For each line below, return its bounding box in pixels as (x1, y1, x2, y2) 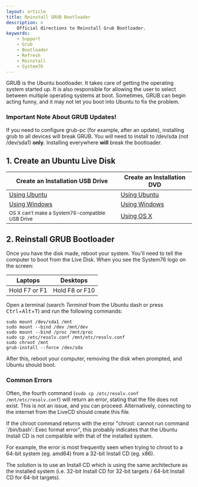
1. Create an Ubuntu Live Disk (6, 156, 116, 166)
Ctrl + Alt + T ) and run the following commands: (6, 307, 123, 315)
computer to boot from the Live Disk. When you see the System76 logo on (6, 256, 186, 263)
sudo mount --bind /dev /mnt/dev (6, 324, 88, 330)
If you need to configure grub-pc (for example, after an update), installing (6, 126, 184, 133)
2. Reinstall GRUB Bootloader (6, 234, 115, 244)
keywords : (6, 31, 31, 37)
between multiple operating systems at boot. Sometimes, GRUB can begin (6, 92, 186, 99)
